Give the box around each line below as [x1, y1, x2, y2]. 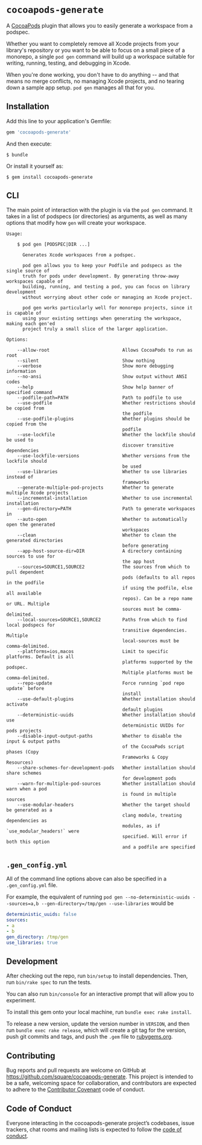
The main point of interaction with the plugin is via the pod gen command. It [6, 207, 193, 214]
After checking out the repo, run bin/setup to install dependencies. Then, [6, 972, 188, 979]
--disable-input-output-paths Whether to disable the [17, 733, 182, 740]
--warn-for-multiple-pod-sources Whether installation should [17, 781, 196, 787]
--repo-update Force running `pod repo [17, 680, 185, 686]
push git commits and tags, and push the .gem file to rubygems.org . [6, 1033, 173, 1040]
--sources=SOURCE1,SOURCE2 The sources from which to [17, 564, 190, 570]
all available [6, 590, 42, 596]
